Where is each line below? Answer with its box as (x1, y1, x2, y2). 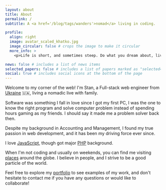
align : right (9, 35, 37, 40)
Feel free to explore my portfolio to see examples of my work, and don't (5, 170, 151, 176)
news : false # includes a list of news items (5, 62, 100, 67)
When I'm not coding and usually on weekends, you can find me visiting (5, 149, 152, 156)
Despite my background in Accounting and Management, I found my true (5, 125, 154, 131)
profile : (5, 30, 23, 35)
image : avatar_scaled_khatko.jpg (9, 39, 79, 45)
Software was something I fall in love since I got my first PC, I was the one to (5, 100, 161, 106)
